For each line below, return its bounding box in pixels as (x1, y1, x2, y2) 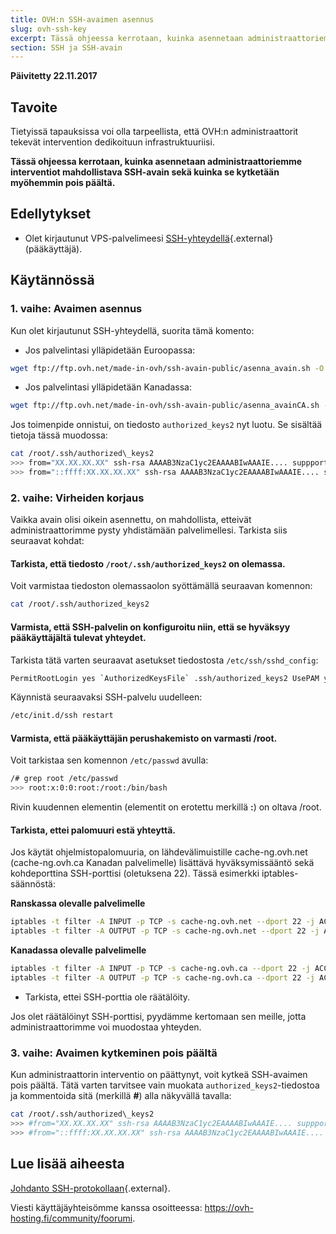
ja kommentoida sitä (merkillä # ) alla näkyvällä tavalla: (10, 1090, 232, 1102)
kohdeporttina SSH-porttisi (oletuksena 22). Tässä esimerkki (10, 867, 260, 880)
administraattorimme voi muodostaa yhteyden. (10, 1021, 202, 1033)
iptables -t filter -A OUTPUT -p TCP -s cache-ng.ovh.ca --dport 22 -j (10, 973, 315, 983)
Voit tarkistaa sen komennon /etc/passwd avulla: (10, 754, 209, 766)
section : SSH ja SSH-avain (10, 42, 123, 53)
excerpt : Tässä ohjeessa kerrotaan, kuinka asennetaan (10, 33, 244, 43)
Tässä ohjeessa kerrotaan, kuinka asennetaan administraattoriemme (10, 156, 303, 168)
